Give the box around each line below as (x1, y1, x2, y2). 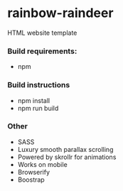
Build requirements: (7, 46, 77, 56)
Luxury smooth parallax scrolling (17, 145, 114, 153)
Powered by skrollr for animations (17, 153, 117, 161)
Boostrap (17, 175, 45, 184)
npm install (17, 96, 50, 104)
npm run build (17, 104, 59, 112)
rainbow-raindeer (7, 5, 114, 21)
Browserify (17, 168, 50, 176)
